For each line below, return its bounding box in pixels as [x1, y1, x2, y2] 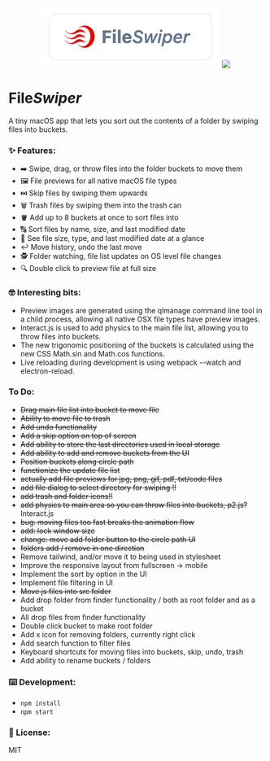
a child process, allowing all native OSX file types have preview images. [20, 314, 260, 324]
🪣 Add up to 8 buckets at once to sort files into [20, 212, 179, 222]
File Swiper [8, 89, 82, 107]
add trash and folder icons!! [20, 491, 113, 501]
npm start [20, 708, 54, 716]
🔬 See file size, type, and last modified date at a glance [20, 234, 205, 243]
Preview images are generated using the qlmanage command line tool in [20, 305, 263, 315]
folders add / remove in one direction [20, 543, 145, 553]
